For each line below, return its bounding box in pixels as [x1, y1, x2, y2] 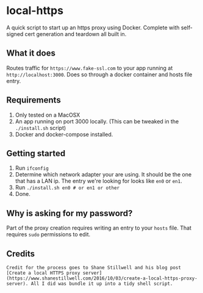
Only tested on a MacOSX [15, 111, 80, 118]
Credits [6, 248, 35, 259]
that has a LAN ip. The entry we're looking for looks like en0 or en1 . [15, 178, 182, 185]
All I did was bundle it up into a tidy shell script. [30, 281, 173, 287]
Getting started [6, 148, 66, 159]
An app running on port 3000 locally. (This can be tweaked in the [15, 117, 179, 125]
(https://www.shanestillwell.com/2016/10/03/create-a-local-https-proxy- [6, 275, 198, 281]
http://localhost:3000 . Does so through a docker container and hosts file [6, 71, 193, 78]
